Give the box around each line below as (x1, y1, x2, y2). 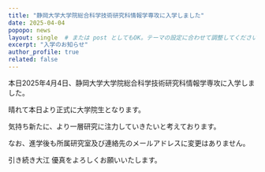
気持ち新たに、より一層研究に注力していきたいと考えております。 (8, 122, 221, 131)
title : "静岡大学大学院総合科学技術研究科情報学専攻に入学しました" (8, 11, 205, 20)
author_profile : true (8, 48, 80, 56)
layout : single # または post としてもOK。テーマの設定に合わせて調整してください (8, 33, 258, 42)
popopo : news (8, 26, 51, 34)
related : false (8, 56, 58, 64)
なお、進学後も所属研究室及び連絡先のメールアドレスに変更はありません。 (8, 138, 250, 148)
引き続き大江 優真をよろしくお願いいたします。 (8, 155, 162, 164)
